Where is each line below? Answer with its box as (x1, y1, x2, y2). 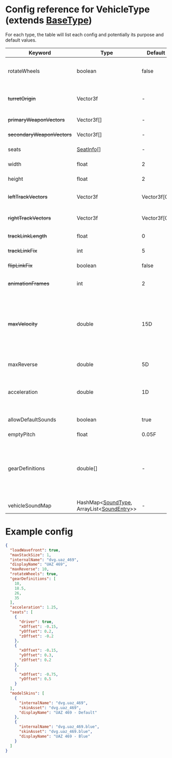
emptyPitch (8, 430, 36, 438)
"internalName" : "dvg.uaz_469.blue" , (18, 724, 100, 730)
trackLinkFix (8, 247, 37, 254)
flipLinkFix (8, 262, 33, 269)
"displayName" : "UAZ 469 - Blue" (18, 733, 91, 739)
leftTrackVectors (8, 193, 48, 200)
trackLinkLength (8, 232, 47, 239)
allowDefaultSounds (8, 416, 56, 423)
